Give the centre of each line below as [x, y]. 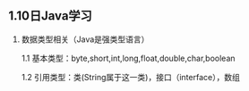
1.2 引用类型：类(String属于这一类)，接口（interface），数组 [131, 77]
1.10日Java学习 [51, 16]
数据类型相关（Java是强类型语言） [85, 39]
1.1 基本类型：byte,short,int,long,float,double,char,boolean [128, 58]
